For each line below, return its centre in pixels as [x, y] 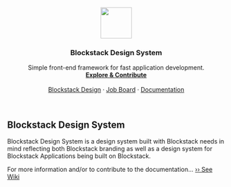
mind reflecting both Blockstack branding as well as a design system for [110, 149]
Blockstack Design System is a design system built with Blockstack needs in [116, 141]
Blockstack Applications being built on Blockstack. [79, 156]
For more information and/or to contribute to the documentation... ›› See [110, 170]
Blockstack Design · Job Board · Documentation [116, 90]
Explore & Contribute [116, 75]
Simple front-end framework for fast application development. [116, 68]
